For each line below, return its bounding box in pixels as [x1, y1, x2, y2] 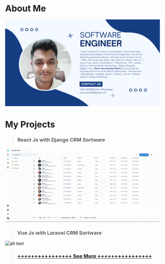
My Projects [5, 119, 55, 130]
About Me [5, 3, 46, 14]
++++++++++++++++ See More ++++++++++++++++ [17, 253, 152, 260]
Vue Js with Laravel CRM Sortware [17, 229, 102, 236]
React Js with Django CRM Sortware [17, 136, 106, 143]
